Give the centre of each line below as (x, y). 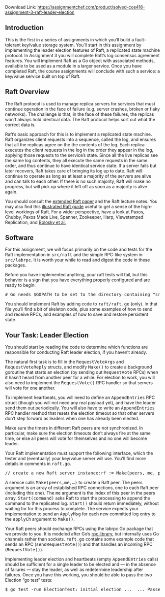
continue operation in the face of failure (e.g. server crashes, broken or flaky (82, 109)
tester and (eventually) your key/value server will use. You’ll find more (76, 459)
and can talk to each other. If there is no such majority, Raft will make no (78, 181)
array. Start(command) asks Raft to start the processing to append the (78, 498)
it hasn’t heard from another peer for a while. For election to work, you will (80, 378)
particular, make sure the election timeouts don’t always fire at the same (78, 433)
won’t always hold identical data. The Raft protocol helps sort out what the (80, 119)
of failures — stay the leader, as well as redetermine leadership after (74, 570)
